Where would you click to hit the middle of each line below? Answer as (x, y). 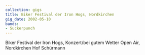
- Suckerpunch (20, 28)
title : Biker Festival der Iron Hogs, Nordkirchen (60, 14)
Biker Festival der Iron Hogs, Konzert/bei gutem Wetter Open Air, (73, 42)
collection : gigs (24, 10)
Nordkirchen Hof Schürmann (35, 48)
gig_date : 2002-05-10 (28, 19)
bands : (12, 24)
